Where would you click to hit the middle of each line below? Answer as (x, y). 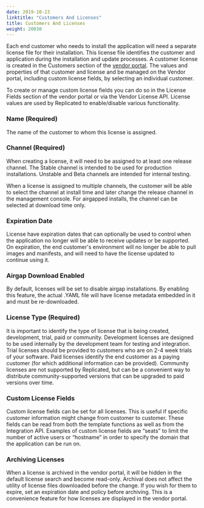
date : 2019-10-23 (28, 12)
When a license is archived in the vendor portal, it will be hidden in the (94, 473)
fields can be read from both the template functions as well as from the (95, 424)
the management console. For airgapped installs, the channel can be (92, 199)
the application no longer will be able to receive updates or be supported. (98, 241)
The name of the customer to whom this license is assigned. (82, 132)
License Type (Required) (43, 318)
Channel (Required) (36, 148)
